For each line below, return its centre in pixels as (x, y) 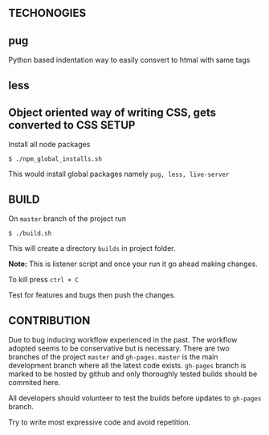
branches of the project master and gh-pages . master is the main (113, 357)
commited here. (35, 383)
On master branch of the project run (67, 219)
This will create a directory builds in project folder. (92, 248)
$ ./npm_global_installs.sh (55, 159)
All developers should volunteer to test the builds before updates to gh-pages (135, 398)
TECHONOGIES (47, 13)
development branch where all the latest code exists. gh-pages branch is (127, 366)
